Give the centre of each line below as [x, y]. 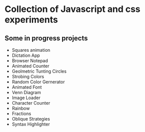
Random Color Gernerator [38, 82]
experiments [31, 20]
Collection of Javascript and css [72, 9]
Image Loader [26, 98]
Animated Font [27, 87]
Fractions [21, 114]
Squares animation [31, 50]
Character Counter [31, 103]
